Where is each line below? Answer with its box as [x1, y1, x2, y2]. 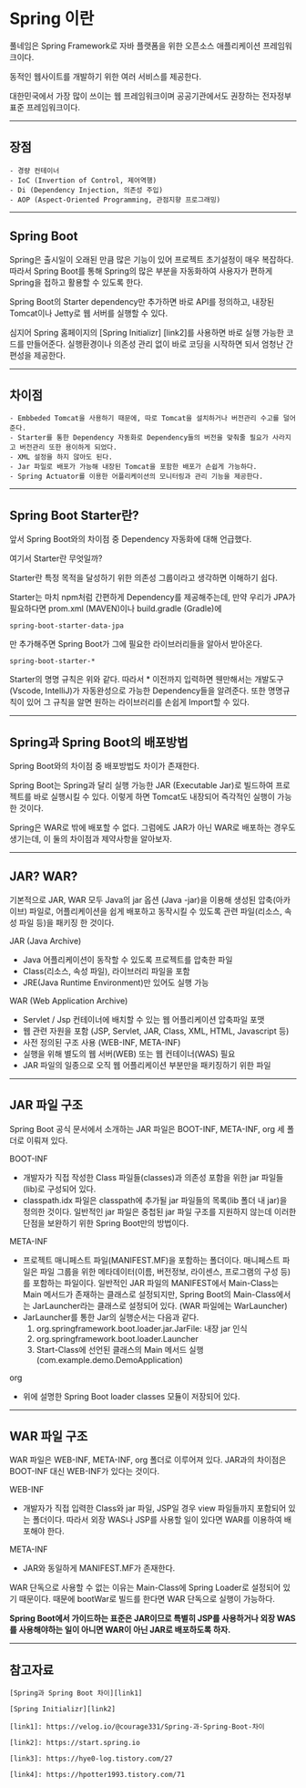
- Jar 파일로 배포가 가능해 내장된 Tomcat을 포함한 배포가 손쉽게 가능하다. [9, 463, 258, 472]
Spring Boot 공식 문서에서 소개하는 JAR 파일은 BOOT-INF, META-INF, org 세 [9, 1123, 285, 1134]
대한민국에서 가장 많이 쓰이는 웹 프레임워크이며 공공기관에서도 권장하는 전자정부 [9, 90, 292, 101]
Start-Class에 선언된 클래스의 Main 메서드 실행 [36, 1344, 204, 1355]
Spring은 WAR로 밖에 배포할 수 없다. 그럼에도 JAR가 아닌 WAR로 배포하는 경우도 [9, 822, 296, 833]
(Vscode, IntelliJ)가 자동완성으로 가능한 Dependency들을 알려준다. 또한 [9, 685, 266, 696]
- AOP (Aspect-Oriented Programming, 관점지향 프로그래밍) [9, 195, 221, 204]
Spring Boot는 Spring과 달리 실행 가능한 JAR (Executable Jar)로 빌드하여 [9, 780, 274, 790]
